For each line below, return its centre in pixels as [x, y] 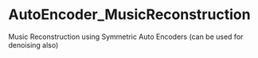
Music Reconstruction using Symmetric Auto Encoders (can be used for [126, 37]
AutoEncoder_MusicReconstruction [129, 15]
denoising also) [33, 44]
